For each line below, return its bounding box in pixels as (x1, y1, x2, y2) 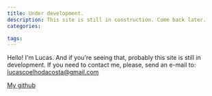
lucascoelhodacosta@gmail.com (7, 68, 99, 76)
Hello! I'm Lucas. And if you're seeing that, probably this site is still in (7, 54, 201, 62)
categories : (7, 22, 41, 29)
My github (7, 81, 36, 89)
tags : (7, 35, 23, 42)
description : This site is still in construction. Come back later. (7, 16, 207, 23)
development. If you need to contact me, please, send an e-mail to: (7, 61, 196, 69)
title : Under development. (7, 10, 84, 17)
